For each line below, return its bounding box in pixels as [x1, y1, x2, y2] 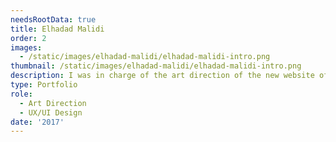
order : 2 [10, 33, 47, 43]
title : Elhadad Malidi [10, 24, 105, 34]
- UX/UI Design [19, 107, 83, 118]
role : [10, 89, 33, 99]
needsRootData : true [10, 14, 97, 25]
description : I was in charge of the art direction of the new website [10, 71, 315, 81]
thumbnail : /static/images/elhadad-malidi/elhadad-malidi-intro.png [10, 61, 302, 71]
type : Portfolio [10, 80, 78, 90]
